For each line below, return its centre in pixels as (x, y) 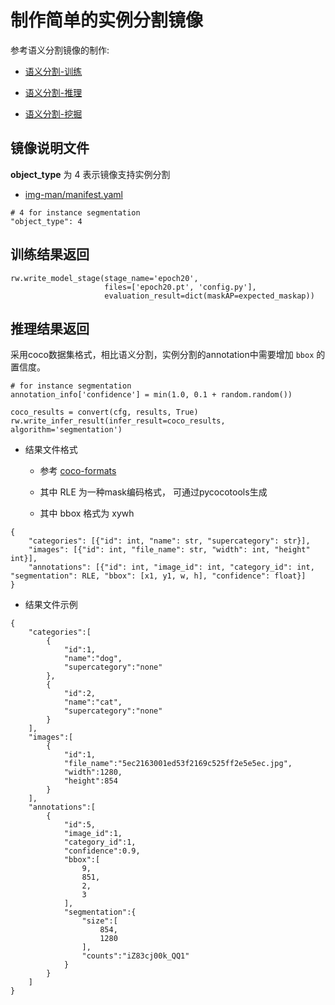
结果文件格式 (51, 450)
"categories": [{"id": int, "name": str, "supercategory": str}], (169, 541)
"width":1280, (93, 772)
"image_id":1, (93, 834)
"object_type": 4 (46, 221)
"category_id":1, (100, 842)
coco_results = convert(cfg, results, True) (104, 412)
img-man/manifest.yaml (73, 194)
